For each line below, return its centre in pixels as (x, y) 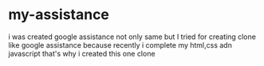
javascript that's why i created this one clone (82, 53)
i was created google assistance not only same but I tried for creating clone (132, 37)
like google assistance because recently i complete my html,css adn (120, 45)
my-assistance (59, 15)
